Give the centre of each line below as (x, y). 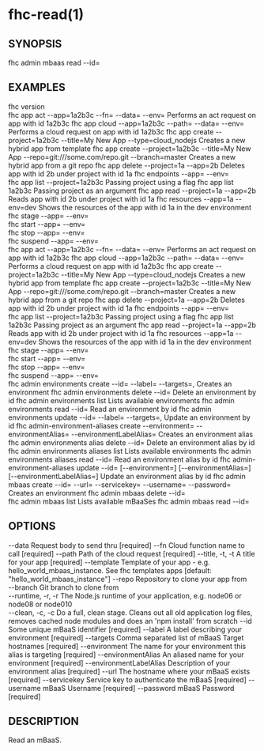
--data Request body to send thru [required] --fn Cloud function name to (126, 545)
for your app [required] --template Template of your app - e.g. (109, 562)
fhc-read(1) (46, 15)
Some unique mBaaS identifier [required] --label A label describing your (125, 629)
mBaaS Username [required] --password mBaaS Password (138, 688)
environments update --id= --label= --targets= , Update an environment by (129, 417)
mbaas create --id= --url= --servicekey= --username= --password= (120, 485)
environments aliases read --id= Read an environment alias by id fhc (120, 459)
